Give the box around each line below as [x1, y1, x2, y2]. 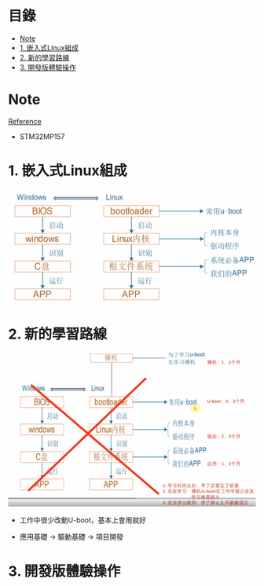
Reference [8, 116, 42, 126]
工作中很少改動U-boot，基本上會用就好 [19, 515, 147, 525]
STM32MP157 [19, 131, 65, 141]
